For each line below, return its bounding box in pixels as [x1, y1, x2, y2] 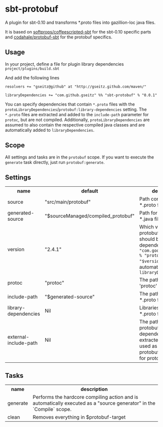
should [139, 236, 155, 243]
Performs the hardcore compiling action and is [33, 394, 138, 401]
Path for [139, 210, 158, 216]
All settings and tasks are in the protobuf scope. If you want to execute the [5, 154, 154, 160]
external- [7, 334, 30, 340]
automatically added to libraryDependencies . [5, 127, 95, 133]
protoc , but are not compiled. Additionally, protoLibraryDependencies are [5, 117, 150, 123]
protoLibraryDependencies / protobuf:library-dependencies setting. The [5, 106, 147, 112]
